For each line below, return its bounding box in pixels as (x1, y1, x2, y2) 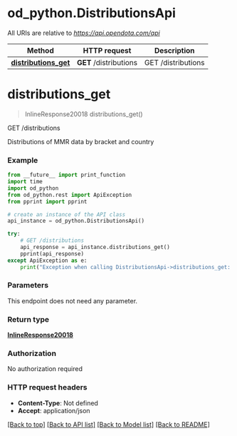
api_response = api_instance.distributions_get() (20, 244, 171, 251)
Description (154, 45, 195, 55)
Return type (7, 314, 50, 324)
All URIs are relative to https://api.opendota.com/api (7, 29, 160, 37)
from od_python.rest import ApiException (7, 191, 132, 198)
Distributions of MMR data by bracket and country (7, 137, 154, 146)
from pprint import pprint (7, 198, 88, 205)
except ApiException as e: (7, 257, 88, 264)
